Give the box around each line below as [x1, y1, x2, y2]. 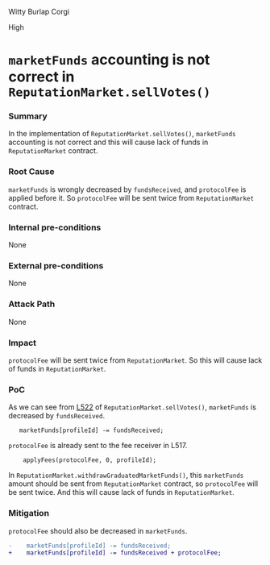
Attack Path [8, 298, 56, 310]
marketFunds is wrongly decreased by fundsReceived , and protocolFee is [8, 185, 247, 194]
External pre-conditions [8, 260, 104, 271]
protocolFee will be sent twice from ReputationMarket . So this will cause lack [8, 355, 263, 365]
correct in [8, 68, 75, 86]
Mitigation [8, 508, 50, 519]
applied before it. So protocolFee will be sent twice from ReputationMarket [8, 193, 255, 202]
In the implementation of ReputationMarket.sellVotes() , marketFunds [8, 129, 236, 139]
